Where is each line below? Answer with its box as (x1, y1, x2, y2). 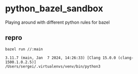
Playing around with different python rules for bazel (5, 19, 110, 25)
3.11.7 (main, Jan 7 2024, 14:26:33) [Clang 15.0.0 (5, 55, 116, 60)
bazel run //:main (5, 46, 43, 52)
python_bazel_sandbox (5, 3, 103, 14)
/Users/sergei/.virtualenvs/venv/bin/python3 (5, 64, 100, 69)
